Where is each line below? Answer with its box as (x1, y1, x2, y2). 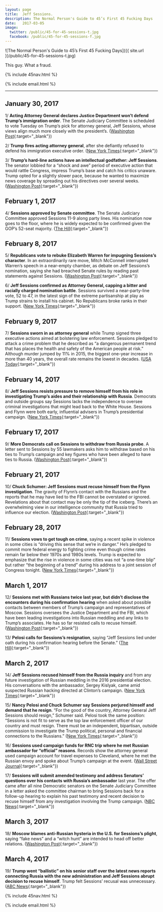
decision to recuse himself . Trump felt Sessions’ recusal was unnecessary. (5, 878, 156, 884)
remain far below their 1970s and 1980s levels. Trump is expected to (5, 552, 141, 558)
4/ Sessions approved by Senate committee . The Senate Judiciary (5, 210, 140, 216)
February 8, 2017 (5, 239, 57, 248)
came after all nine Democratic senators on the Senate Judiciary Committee (5, 783, 157, 789)
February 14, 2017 (5, 375, 60, 384)
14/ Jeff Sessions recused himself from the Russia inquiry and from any (5, 672, 152, 678)
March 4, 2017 (5, 855, 49, 863)
